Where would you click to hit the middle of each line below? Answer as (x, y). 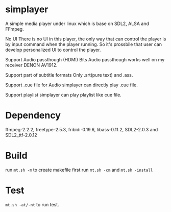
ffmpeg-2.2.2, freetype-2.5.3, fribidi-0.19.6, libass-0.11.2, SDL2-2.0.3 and (82, 129)
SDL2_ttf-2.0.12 (21, 135)
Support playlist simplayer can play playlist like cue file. (63, 95)
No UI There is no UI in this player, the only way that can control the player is (86, 39)
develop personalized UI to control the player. (53, 50)
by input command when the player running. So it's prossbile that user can (84, 44)
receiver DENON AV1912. (31, 65)
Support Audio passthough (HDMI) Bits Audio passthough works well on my (85, 59)
